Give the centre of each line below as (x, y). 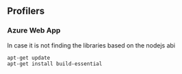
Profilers (26, 11)
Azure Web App (34, 31)
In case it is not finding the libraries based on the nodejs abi (91, 45)
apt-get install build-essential (55, 64)
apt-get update (29, 58)
